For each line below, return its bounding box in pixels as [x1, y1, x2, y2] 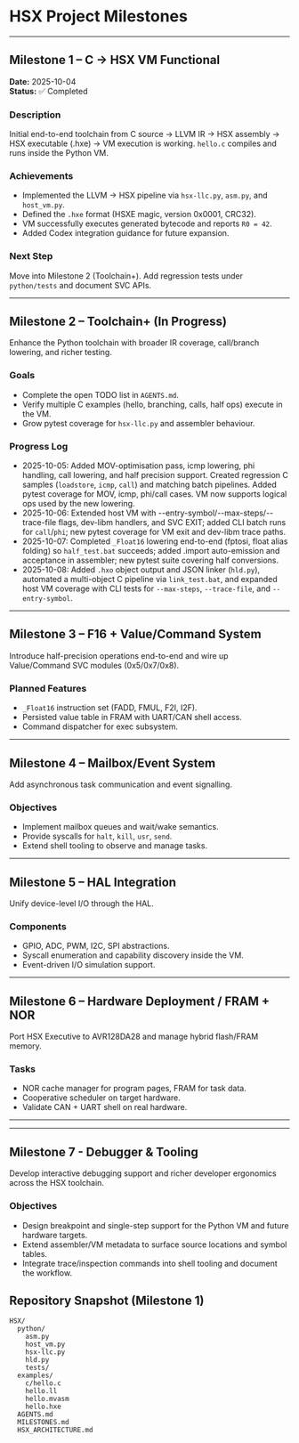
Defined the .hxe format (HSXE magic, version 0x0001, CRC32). [21, 209, 256, 220]
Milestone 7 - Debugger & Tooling [9, 1144, 198, 1159]
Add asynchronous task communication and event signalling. [9, 779, 233, 790]
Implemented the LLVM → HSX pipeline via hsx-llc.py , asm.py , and [21, 190, 268, 201]
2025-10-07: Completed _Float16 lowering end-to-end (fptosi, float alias [21, 536, 288, 547]
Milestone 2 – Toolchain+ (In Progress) [9, 314, 227, 329]
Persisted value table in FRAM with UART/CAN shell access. [21, 712, 242, 723]
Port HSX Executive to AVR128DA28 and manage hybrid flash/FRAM [9, 1031, 259, 1042]
